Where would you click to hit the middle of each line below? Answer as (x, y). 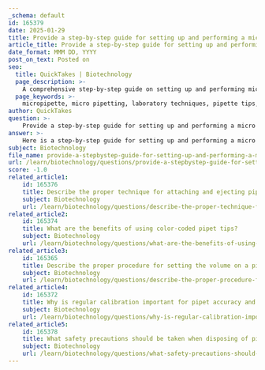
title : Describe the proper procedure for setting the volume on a (135, 266)
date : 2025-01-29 (37, 30)
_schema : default (37, 15)
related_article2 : (38, 214)
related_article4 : (38, 288)
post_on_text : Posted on (49, 60)
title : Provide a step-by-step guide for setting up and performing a (127, 38)
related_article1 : (38, 177)
